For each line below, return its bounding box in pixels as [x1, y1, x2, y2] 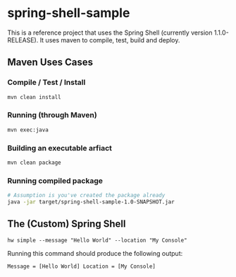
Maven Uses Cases [7, 57, 94, 69]
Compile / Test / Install [7, 78, 86, 88]
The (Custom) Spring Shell [7, 218, 126, 230]
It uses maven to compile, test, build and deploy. [39, 35, 180, 44]
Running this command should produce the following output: [7, 249, 183, 257]
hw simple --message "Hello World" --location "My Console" [7, 237, 188, 244]
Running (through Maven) [7, 110, 97, 120]
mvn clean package [7, 159, 61, 166]
